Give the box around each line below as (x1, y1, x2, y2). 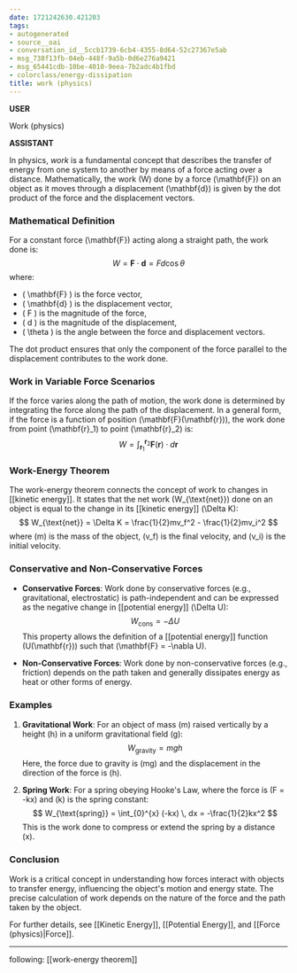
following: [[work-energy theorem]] (9, 954, 138, 964)
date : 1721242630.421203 (9, 12, 101, 22)
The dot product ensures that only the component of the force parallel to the (9, 343, 287, 354)
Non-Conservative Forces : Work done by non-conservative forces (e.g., (21, 658, 288, 669)
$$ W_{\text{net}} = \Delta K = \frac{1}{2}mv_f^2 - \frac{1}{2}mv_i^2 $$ (19, 518, 278, 528)
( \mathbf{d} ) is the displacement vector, (21, 298, 173, 308)
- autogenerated (9, 29, 69, 38)
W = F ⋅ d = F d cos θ (111, 258, 186, 269)
